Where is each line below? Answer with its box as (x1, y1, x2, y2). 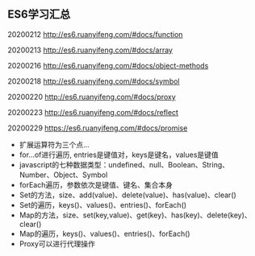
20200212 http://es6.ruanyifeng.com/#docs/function (7, 29, 183, 39)
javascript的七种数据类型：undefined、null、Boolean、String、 (19, 159, 230, 169)
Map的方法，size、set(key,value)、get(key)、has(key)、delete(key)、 (19, 210, 252, 220)
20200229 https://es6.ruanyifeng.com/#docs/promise (7, 123, 188, 133)
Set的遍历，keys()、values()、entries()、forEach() (19, 200, 187, 209)
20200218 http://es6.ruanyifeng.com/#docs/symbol (7, 76, 180, 86)
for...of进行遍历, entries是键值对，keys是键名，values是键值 (19, 150, 219, 159)
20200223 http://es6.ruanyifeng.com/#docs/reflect (7, 107, 179, 117)
